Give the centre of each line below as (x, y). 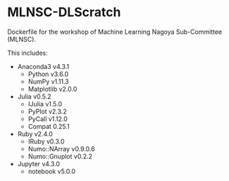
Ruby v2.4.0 (35, 134)
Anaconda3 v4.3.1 (43, 66)
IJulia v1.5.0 (45, 104)
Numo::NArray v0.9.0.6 (61, 149)
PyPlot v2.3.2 (47, 111)
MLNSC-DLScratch (64, 12)
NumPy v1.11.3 (48, 81)
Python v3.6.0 (48, 74)
